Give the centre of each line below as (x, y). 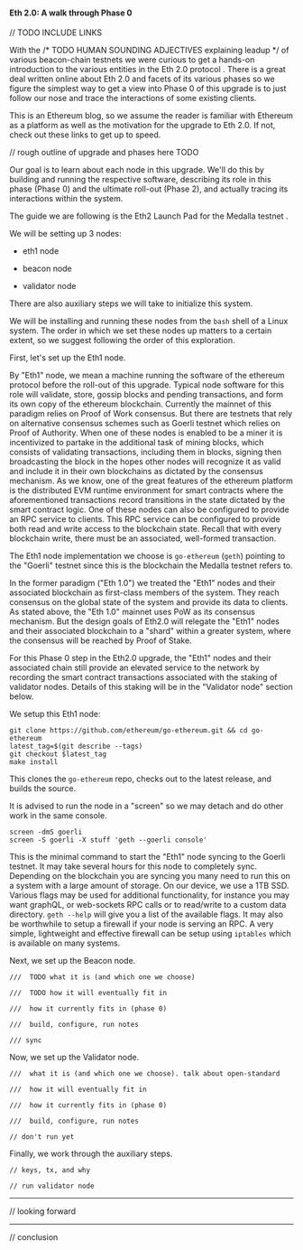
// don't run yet (42, 1137)
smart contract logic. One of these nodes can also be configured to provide (150, 509)
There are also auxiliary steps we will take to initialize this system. (131, 303)
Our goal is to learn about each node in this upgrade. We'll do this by (137, 170)
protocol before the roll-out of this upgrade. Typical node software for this (147, 385)
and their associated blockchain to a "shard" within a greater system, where (150, 631)
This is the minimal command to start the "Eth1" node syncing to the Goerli (147, 857)
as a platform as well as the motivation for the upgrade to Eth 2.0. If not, (142, 126)
